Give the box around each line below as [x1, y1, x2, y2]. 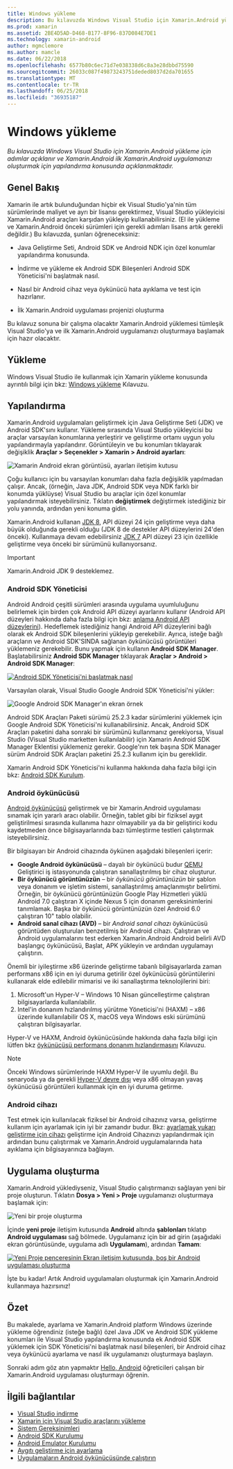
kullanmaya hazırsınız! [7, 1282, 71, 1290]
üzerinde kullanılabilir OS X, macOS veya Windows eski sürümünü [17, 1012, 206, 1021]
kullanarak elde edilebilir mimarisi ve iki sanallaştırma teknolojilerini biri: [7, 977, 210, 985]
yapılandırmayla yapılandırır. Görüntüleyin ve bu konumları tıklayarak [7, 440, 202, 449]
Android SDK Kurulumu [17, 1431, 84, 1440]
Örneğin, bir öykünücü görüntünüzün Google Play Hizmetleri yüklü [17, 890, 207, 898]
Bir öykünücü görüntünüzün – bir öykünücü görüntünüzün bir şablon [17, 874, 216, 883]
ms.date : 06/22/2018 [7, 56, 67, 63]
